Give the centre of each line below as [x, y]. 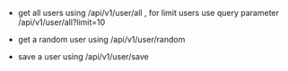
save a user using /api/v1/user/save [83, 56]
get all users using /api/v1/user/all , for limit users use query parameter [148, 13]
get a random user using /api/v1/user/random [101, 39]
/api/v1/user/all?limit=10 [61, 22]
